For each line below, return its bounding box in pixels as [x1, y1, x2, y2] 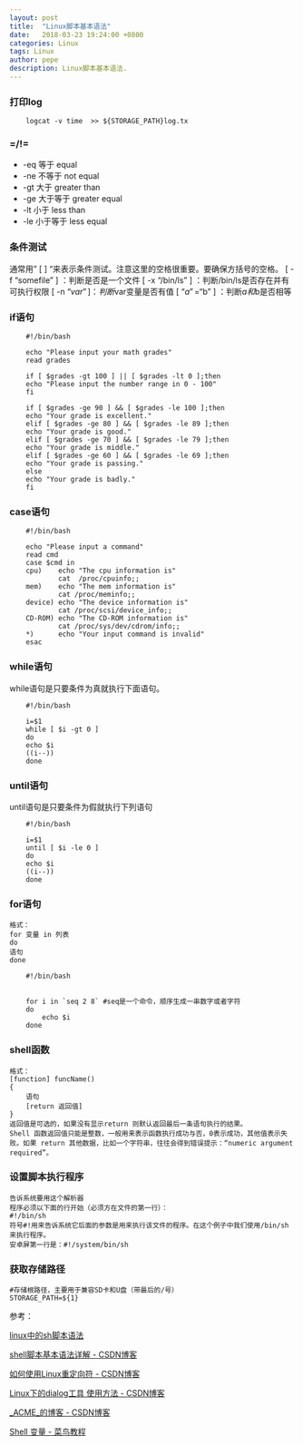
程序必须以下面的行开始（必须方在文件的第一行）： [9, 1203, 169, 1212]
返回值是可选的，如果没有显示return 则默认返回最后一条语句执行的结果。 [9, 1119, 248, 1128]
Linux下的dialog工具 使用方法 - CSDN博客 [9, 1388, 165, 1399]
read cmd [25, 551, 59, 560]
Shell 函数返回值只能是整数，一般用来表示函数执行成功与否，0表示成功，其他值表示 [9, 1128, 281, 1138]
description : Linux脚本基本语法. [9, 64, 128, 73]
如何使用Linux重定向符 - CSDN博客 [9, 1369, 141, 1380]
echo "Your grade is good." [25, 427, 132, 436]
